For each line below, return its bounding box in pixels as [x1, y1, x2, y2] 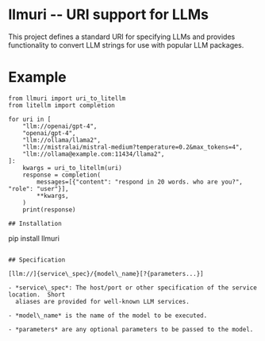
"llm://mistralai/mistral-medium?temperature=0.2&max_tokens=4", [22, 143, 244, 151]
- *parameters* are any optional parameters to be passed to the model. [8, 325, 254, 333]
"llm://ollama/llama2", [22, 136, 102, 144]
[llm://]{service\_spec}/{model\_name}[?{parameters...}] [8, 269, 204, 277]
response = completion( [22, 171, 102, 179]
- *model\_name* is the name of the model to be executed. [8, 312, 208, 320]
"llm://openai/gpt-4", [22, 122, 98, 130]
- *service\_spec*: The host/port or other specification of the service [8, 284, 258, 292]
